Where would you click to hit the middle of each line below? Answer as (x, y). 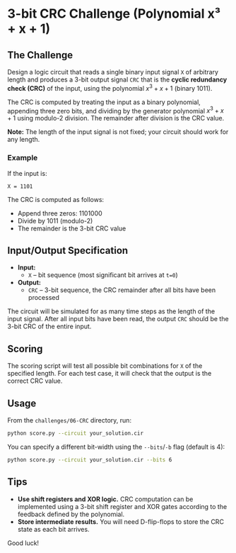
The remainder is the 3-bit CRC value (72, 228)
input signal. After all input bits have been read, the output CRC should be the (118, 319)
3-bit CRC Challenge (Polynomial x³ (114, 14)
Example (23, 158)
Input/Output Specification (68, 251)
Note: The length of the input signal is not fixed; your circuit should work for (118, 132)
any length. (24, 140)
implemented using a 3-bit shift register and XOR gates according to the (122, 506)
